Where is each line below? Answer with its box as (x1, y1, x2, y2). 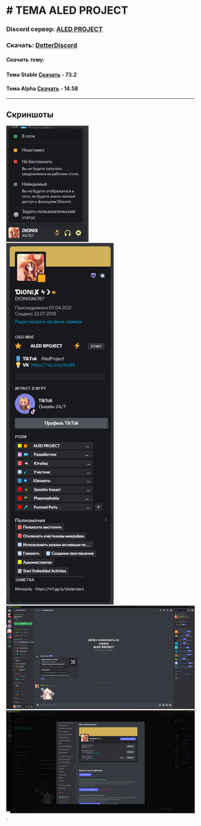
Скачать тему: (6, 56, 45, 63)
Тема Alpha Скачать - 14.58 (6, 85, 78, 92)
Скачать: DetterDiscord (6, 41, 78, 50)
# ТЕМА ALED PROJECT (6, 4, 129, 17)
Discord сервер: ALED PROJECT (6, 25, 103, 34)
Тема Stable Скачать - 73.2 (6, 71, 77, 78)
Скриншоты (6, 109, 54, 120)
